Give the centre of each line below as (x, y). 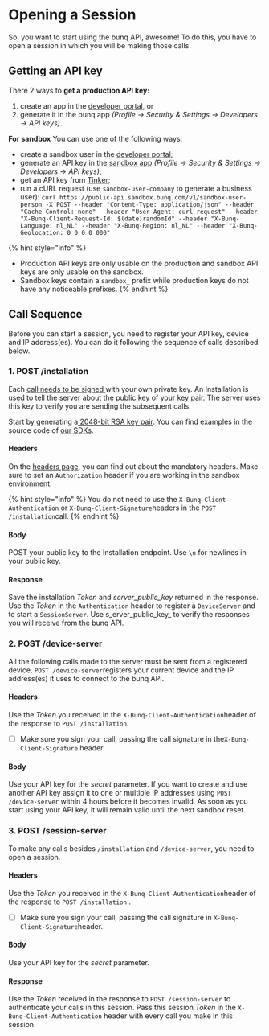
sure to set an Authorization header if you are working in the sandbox (124, 475)
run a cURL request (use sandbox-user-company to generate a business (136, 188)
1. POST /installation (49, 372)
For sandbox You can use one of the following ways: (96, 138)
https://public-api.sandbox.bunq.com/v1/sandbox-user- (153, 197)
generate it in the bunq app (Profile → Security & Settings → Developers (139, 114)
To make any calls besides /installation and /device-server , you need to (131, 848)
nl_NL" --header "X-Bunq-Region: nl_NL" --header (141, 226)
